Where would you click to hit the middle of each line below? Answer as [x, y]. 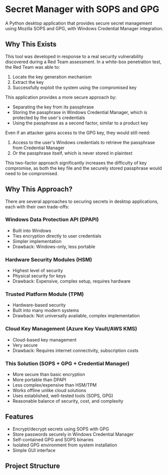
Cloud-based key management [44, 339]
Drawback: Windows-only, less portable [54, 247]
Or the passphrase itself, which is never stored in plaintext [72, 153]
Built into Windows [32, 230]
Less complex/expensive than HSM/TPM [54, 385]
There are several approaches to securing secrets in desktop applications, [82, 201]
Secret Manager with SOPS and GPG [82, 9]
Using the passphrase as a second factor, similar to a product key [80, 123]
